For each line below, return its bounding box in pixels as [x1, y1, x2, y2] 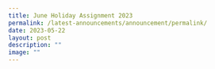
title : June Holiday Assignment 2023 [8, 11, 133, 20]
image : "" [8, 48, 41, 56]
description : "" [8, 41, 62, 49]
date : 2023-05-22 [8, 26, 66, 34]
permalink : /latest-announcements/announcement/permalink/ [8, 19, 208, 27]
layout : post [8, 33, 52, 42]
